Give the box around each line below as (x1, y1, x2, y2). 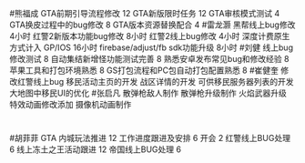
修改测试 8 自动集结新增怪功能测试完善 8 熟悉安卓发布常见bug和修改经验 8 (9, 54, 290, 64)
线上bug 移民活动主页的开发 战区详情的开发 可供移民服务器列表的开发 (33, 76, 294, 87)
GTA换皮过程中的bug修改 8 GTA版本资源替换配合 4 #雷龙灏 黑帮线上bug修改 (9, 19, 296, 30)
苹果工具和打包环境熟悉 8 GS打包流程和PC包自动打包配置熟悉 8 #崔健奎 (9, 65, 280, 76)
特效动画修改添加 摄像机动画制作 (9, 99, 132, 109)
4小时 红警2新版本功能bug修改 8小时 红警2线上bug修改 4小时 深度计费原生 (9, 31, 290, 41)
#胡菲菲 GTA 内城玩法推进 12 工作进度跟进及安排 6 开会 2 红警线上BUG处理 (9, 133, 291, 144)
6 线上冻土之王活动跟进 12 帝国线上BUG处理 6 (9, 144, 182, 155)
